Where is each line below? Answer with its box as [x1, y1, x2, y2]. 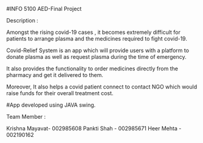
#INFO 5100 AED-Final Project [6, 5, 82, 12]
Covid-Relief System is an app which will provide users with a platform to [6, 47, 190, 54]
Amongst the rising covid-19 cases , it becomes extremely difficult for [6, 28, 181, 36]
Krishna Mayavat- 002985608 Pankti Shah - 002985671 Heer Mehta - [6, 125, 182, 132]
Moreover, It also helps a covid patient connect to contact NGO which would [6, 83, 198, 90]
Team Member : [6, 113, 46, 120]
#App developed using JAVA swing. [6, 101, 96, 108]
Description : [6, 17, 38, 24]
